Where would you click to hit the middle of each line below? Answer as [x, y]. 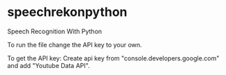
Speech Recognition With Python [55, 31]
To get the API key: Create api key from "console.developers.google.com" [113, 58]
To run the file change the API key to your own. [75, 44]
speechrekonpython [67, 12]
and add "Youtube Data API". [48, 65]
